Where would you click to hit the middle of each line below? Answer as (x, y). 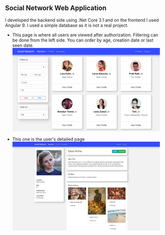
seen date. (23, 45)
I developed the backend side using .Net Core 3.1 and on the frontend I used (82, 20)
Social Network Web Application (56, 8)
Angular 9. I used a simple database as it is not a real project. (67, 25)
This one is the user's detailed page (48, 139)
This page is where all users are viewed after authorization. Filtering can (85, 35)
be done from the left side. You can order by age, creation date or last (83, 40)
